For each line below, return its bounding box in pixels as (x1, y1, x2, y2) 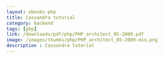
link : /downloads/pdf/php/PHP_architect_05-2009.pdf (6, 31, 144, 37)
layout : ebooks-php (6, 8, 57, 15)
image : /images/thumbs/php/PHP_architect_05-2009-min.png (6, 37, 158, 43)
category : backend (6, 20, 53, 26)
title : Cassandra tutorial (6, 14, 76, 21)
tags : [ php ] (6, 25, 37, 32)
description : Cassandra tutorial (6, 43, 95, 49)
